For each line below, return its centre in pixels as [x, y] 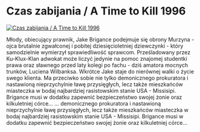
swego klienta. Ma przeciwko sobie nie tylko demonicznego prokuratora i [97, 78]
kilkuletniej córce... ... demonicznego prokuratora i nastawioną [84, 103]
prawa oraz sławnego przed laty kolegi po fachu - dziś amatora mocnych [97, 65]
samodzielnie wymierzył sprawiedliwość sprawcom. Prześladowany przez [98, 52]
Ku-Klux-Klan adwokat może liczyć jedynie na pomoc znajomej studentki [97, 58]
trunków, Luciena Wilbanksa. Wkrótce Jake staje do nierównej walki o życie [100, 71]
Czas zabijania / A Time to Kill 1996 [96, 11]
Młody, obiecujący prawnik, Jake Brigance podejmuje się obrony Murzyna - [100, 39]
